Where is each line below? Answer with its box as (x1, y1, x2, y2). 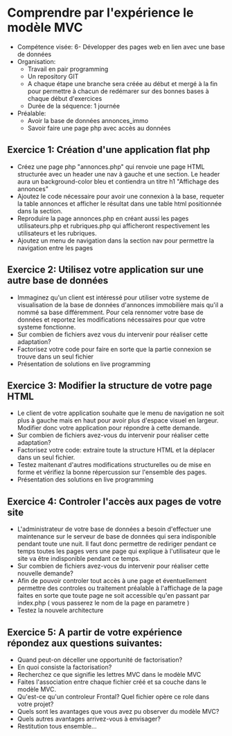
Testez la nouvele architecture (17, 606, 104, 614)
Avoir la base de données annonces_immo (27, 116, 149, 124)
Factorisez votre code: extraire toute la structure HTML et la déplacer (17, 446, 215, 455)
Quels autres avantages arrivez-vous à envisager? (17, 714, 161, 723)
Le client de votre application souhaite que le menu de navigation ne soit (17, 409, 224, 418)
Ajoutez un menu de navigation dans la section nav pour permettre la (17, 236, 215, 245)
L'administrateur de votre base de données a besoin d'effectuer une (17, 525, 212, 533)
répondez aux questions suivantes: (7, 637, 163, 649)
